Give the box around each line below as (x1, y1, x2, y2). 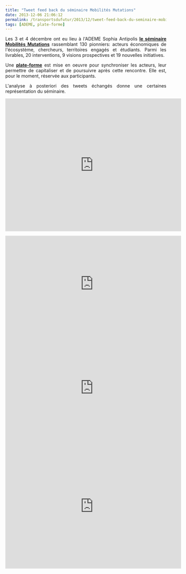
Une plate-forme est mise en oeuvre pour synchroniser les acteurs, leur (5, 62, 167, 68)
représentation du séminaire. (5, 88, 66, 95)
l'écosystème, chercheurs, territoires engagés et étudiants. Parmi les (5, 47, 167, 53)
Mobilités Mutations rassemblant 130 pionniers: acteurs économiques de (5, 41, 167, 48)
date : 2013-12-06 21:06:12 (5, 12, 63, 17)
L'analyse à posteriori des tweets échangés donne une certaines (5, 83, 167, 89)
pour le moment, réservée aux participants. (5, 73, 96, 79)
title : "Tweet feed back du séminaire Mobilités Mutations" (5, 7, 136, 13)
